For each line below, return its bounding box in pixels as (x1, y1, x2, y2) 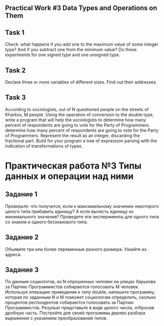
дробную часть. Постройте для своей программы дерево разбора (5, 310, 146, 316)
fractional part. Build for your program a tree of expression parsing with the (5, 138, 157, 144)
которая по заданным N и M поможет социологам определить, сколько (5, 295, 156, 300)
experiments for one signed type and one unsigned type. (5, 52, 120, 58)
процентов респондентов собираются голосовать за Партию (5, 299, 134, 305)
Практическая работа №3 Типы (5, 160, 141, 172)
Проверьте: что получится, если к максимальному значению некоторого (5, 203, 159, 209)
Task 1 (5, 28, 25, 36)
